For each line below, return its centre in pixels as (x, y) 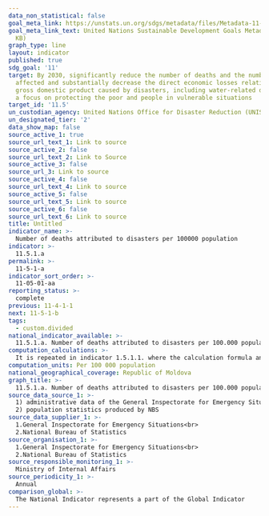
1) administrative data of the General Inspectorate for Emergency (130, 402)
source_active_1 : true (46, 134)
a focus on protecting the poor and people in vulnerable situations (134, 98)
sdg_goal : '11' (34, 68)
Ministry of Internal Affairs (66, 470)
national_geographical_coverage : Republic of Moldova (100, 373)
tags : (17, 321)
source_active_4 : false (48, 180)
